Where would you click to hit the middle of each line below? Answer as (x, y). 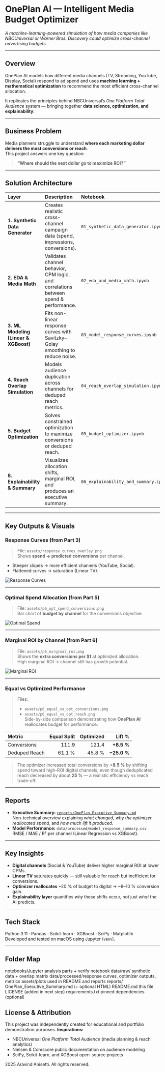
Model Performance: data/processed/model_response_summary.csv (79, 828)
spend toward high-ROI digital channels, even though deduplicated (85, 770)
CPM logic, (57, 275)
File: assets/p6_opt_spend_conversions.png (60, 608)
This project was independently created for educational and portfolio (75, 1024)
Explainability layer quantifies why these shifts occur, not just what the (84, 896)
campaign (56, 230)
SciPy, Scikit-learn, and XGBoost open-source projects (68, 1055)
